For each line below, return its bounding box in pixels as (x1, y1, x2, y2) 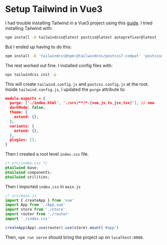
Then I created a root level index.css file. (5, 151, 89, 157)
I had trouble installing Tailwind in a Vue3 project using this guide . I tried (5, 20, 153, 26)
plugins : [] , (9, 138, 37, 143)
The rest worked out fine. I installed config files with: (5, 62, 113, 68)
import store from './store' (5, 207, 66, 212)
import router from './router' (5, 212, 70, 217)
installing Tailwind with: (5, 25, 53, 31)
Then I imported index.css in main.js (5, 183, 81, 189)
